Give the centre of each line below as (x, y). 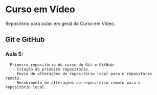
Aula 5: (14, 54)
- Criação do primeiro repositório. (51, 69)
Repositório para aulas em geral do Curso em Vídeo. (60, 23)
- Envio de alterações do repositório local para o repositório (82, 74)
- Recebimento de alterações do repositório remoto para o (76, 83)
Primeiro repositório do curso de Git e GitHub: (63, 65)
